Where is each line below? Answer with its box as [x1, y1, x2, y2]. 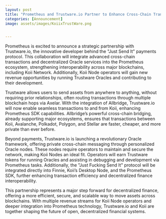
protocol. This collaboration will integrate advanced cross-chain [5, 54, 135, 60]
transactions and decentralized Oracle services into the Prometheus [5, 59, 144, 65]
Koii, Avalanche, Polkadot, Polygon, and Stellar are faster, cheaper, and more [5, 121, 161, 127]
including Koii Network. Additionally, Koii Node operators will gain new [5, 70, 148, 76]
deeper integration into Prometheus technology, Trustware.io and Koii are [5, 203, 155, 209]
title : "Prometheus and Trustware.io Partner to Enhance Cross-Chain [5, 12, 152, 17]
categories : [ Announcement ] [5, 16, 63, 21]
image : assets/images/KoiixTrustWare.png [5, 21, 92, 26]
